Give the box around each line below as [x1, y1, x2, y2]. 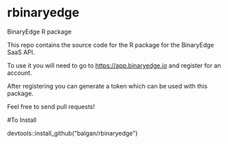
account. [7, 69, 32, 77]
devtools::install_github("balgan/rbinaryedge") [7, 129, 138, 137]
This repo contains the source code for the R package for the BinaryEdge [7, 40, 214, 49]
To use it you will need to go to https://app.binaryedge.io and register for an [7, 61, 221, 69]
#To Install [7, 115, 36, 124]
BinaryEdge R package [7, 27, 72, 36]
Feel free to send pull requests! [7, 102, 95, 110]
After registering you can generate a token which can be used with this [7, 82, 208, 90]
